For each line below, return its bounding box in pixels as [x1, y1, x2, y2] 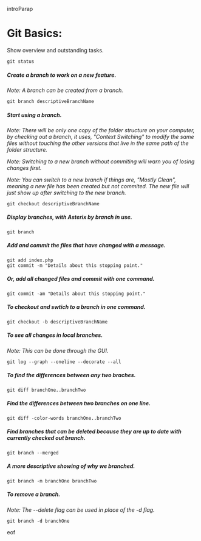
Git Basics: [7, 27, 63, 40]
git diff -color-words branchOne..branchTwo [7, 415, 121, 421]
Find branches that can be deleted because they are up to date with [7, 428, 182, 435]
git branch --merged [7, 450, 60, 456]
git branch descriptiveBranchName [7, 98, 95, 104]
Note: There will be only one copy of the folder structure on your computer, [7, 126, 195, 133]
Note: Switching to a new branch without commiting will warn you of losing [7, 158, 195, 165]
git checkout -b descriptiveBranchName [7, 319, 108, 325]
